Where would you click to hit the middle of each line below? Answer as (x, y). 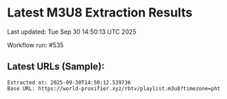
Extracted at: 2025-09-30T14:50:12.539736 (69, 82)
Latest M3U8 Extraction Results (100, 13)
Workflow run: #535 (36, 45)
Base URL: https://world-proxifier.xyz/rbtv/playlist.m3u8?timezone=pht (114, 88)
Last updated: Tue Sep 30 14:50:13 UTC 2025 (72, 32)
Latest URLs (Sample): (56, 67)
